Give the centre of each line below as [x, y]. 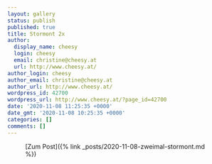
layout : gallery [31, 14]
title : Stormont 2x [36, 34]
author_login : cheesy [39, 73]
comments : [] [27, 126]
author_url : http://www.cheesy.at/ [60, 87]
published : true [31, 27]
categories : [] [30, 119]
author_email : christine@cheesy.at [60, 80]
